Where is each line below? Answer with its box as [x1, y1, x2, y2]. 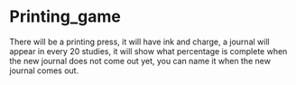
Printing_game [9, 6, 122, 27]
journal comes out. [9, 65, 79, 76]
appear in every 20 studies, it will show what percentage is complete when [9, 45, 288, 56]
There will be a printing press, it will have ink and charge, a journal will [9, 36, 270, 47]
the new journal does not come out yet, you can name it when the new [9, 55, 271, 66]
